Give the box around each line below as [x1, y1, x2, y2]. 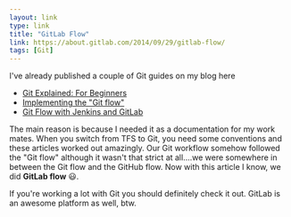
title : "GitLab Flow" [9, 29, 90, 38]
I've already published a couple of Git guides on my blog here [9, 70, 236, 81]
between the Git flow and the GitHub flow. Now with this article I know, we [9, 162, 281, 173]
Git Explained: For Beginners [21, 88, 128, 99]
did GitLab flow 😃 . [9, 171, 79, 182]
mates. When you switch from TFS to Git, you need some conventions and [9, 133, 283, 144]
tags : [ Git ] [9, 46, 54, 55]
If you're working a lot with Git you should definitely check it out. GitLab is [9, 189, 281, 199]
